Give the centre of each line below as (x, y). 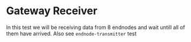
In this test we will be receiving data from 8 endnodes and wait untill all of (96, 27)
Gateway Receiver (52, 11)
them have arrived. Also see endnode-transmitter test (72, 33)
